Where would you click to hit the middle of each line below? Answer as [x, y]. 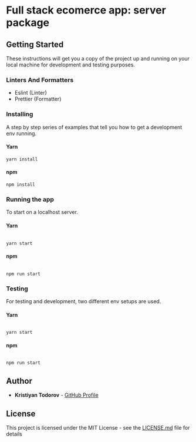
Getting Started [35, 44]
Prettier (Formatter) [38, 99]
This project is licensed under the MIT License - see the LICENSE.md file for [98, 428]
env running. [21, 133]
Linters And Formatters [40, 80]
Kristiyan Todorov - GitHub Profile [56, 395]
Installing [20, 114]
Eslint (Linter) [31, 93]
